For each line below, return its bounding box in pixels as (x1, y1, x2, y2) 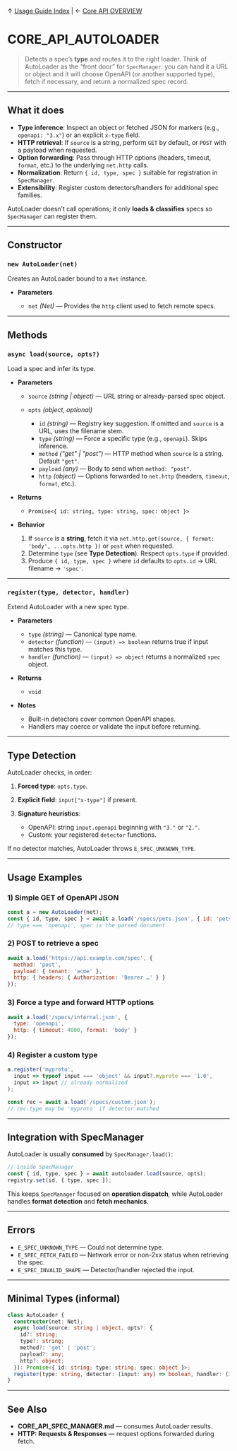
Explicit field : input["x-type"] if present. (17, 796, 138, 804)
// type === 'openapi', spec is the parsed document (7, 922, 166, 929)
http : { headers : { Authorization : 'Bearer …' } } (13, 974, 166, 982)
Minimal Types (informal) (7, 1293, 121, 1305)
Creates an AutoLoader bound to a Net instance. (7, 274, 147, 283)
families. (17, 191, 42, 199)
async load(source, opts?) (7, 350, 100, 358)
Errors (7, 1224, 35, 1236)
